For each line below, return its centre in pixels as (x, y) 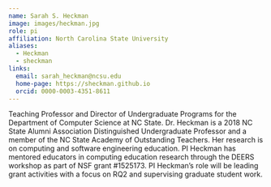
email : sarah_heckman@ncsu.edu (69, 76)
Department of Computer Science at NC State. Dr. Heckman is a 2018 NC (131, 123)
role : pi (23, 31)
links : (19, 69)
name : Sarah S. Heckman (49, 16)
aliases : (23, 46)
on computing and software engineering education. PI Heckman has (123, 149)
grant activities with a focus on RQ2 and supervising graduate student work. (135, 174)
